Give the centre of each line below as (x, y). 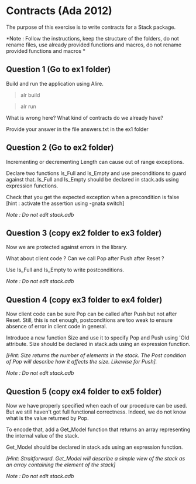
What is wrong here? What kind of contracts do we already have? (85, 117)
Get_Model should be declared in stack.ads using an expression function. (94, 447)
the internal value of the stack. (43, 436)
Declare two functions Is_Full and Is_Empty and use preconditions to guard (96, 173)
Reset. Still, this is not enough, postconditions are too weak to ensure (89, 320)
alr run (28, 106)
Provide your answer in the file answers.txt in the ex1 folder (78, 129)
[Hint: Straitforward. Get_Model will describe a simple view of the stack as (96, 458)
